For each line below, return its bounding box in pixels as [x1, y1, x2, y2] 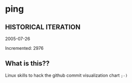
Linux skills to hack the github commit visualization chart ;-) [5, 72, 128, 78]
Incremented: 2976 [5, 45, 44, 51]
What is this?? [5, 60, 50, 68]
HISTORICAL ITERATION [5, 23, 81, 31]
